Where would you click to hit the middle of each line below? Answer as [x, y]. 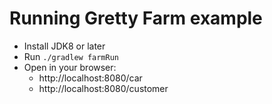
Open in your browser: [70, 67]
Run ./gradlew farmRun [71, 56]
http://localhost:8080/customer [103, 88]
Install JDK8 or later [64, 46]
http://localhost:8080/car [90, 78]
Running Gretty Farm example [136, 18]
